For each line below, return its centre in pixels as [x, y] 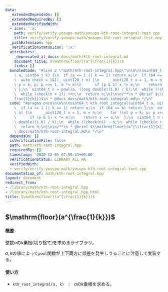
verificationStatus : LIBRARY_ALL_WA [48, 159]
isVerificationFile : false [38, 141]
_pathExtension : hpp [31, 43]
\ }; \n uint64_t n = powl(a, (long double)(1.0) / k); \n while [84, 89]
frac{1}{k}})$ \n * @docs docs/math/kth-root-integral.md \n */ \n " [84, 99]
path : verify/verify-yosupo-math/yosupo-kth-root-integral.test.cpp [87, 33]
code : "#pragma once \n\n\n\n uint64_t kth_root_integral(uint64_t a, [82, 104]
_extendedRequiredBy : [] [35, 19]
